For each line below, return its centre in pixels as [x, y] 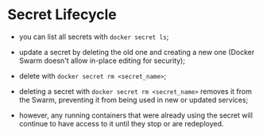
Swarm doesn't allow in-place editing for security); [102, 60]
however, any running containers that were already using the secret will [136, 115]
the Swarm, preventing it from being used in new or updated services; [133, 99]
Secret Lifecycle [62, 15]
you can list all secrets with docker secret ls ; [94, 37]
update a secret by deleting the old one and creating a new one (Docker [137, 52]
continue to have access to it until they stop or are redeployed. [121, 123]
